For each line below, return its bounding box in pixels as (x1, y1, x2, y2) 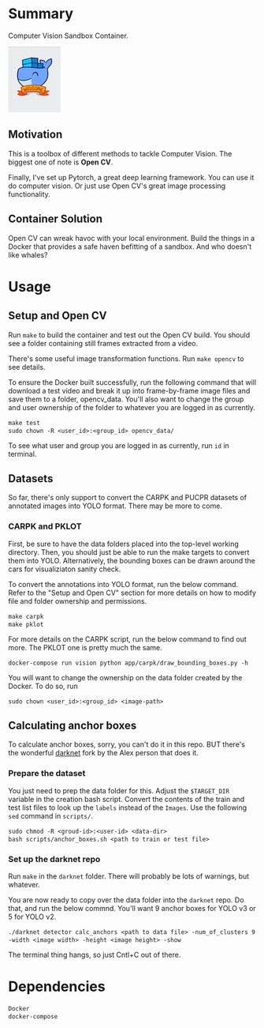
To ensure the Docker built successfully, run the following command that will (8, 377, 257, 387)
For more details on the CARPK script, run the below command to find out (8, 634, 247, 644)
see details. (8, 362, 46, 371)
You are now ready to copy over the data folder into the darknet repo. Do (8, 895, 244, 905)
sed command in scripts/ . (8, 811, 93, 820)
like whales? (8, 250, 48, 259)
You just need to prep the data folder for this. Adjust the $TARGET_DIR (8, 785, 230, 795)
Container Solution (8, 213, 102, 226)
